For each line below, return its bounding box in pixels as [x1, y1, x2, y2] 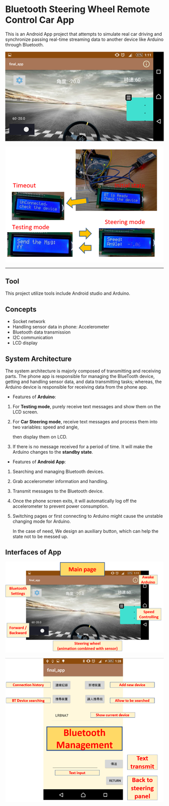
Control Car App [5, 14, 74, 26]
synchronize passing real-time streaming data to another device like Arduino [5, 36, 164, 42]
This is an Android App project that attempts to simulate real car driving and [5, 31, 162, 37]
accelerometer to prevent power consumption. [12, 503, 109, 509]
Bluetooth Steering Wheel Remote [5, 4, 150, 15]
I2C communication [12, 335, 53, 341]
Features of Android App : [12, 458, 66, 465]
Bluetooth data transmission [12, 329, 71, 335]
